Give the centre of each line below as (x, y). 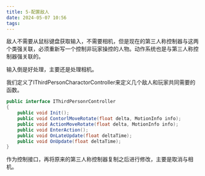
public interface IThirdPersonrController (61, 102)
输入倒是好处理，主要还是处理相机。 (52, 69)
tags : (13, 23)
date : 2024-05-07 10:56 (37, 18)
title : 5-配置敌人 (28, 12)
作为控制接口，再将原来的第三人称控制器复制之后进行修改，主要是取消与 (97, 160)
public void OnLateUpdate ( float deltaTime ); (75, 136)
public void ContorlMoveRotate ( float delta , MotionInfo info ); (99, 119)
